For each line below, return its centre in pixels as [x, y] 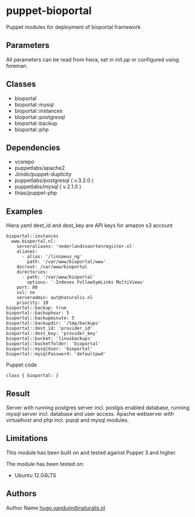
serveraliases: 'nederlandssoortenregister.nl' [76, 246]
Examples [24, 211]
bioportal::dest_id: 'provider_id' [49, 328]
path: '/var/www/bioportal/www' [67, 262]
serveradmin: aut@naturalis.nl [55, 298]
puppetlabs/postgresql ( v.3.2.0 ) [54, 180]
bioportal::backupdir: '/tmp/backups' [53, 323]
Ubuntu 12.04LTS [35, 475]
